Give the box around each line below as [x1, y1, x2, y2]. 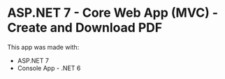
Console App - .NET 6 [17, 64, 81, 72]
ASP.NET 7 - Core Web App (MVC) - [7, 5, 219, 21]
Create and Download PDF [7, 20, 163, 36]
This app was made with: [7, 43, 80, 51]
